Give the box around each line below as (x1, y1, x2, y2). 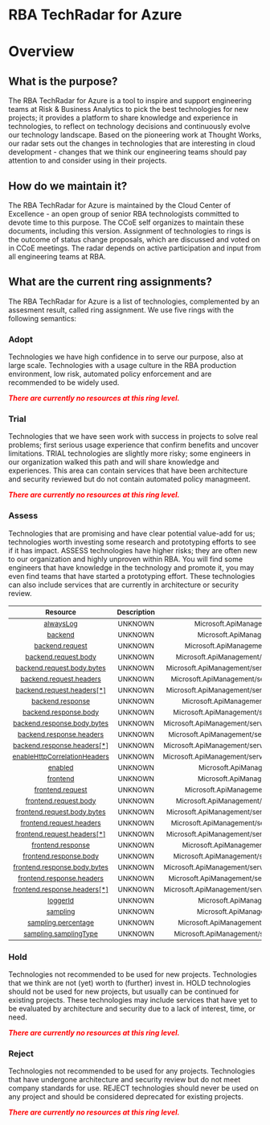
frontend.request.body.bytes (15, 807, 106, 817)
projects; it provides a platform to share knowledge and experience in (8, 113, 239, 122)
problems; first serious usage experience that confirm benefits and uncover (8, 440, 259, 450)
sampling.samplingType (23, 929, 99, 938)
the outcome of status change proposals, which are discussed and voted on (8, 235, 260, 244)
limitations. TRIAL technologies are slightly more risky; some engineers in (8, 449, 252, 458)
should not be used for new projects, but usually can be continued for (8, 986, 239, 996)
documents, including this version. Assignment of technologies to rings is (8, 226, 252, 235)
